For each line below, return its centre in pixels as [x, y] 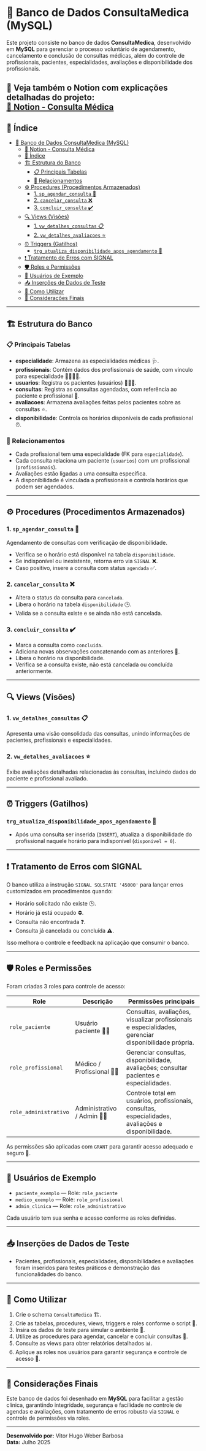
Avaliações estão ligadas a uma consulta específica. [81, 474]
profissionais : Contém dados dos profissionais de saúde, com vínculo [104, 369]
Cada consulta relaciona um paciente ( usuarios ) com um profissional [102, 461]
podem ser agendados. [45, 487]
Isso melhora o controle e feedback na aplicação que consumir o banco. [98, 942]
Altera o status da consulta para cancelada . [70, 598]
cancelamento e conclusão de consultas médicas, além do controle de [96, 55]
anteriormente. [34, 671]
